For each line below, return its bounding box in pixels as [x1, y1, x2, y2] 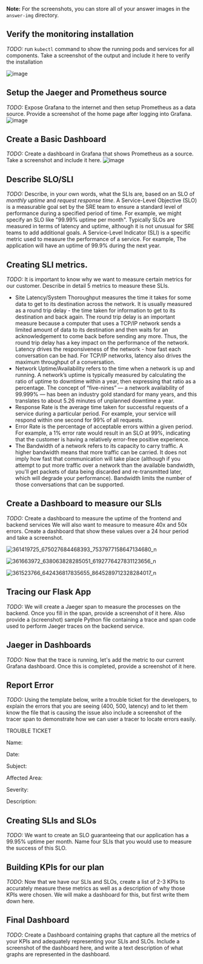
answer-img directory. [6, 12, 59, 19]
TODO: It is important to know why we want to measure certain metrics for [6, 276, 192, 283]
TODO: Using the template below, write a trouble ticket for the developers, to [6, 696, 198, 704]
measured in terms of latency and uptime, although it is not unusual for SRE [6, 223, 195, 230]
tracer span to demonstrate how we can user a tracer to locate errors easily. [6, 716, 197, 723]
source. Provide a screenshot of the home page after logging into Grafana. [6, 110, 192, 117]
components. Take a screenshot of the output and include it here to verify [6, 52, 190, 59]
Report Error [6, 680, 54, 690]
